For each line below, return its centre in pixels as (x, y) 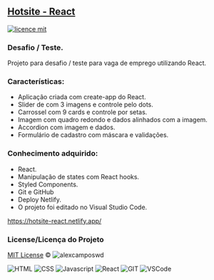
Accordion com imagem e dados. (66, 127)
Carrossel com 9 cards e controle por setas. (82, 112)
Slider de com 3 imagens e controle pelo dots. (85, 105)
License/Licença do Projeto (56, 239)
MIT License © (29, 255)
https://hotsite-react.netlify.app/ (55, 221)
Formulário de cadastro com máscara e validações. (93, 135)
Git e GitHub (36, 191)
